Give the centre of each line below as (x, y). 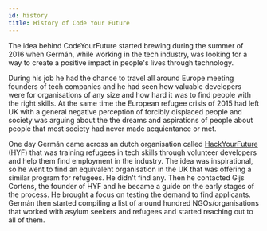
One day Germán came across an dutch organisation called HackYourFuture (133, 144)
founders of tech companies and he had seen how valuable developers (125, 86)
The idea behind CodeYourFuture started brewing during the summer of (126, 45)
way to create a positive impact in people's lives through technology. (121, 62)
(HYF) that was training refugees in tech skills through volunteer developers (133, 152)
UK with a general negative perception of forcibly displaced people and (126, 111)
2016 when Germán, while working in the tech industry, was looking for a (128, 54)
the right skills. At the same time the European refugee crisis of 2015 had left (134, 103)
